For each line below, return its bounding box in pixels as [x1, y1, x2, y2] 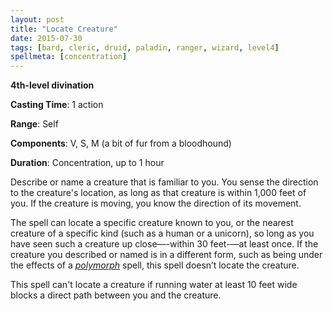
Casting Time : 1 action [10, 99, 104, 111]
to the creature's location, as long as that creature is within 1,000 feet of [10, 187, 307, 199]
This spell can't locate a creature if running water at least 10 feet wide [10, 279, 298, 291]
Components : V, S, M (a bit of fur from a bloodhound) [10, 137, 232, 150]
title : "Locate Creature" [10, 24, 118, 34]
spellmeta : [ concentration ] [10, 52, 128, 62]
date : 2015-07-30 [10, 33, 83, 43]
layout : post [10, 14, 65, 25]
